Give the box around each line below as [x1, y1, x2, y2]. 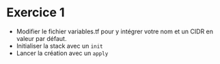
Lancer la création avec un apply [16, 49, 109, 57]
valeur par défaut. [16, 34, 67, 42]
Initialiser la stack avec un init [16, 42, 103, 50]
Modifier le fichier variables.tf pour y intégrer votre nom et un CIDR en [16, 27, 213, 35]
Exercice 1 [6, 5, 66, 20]
